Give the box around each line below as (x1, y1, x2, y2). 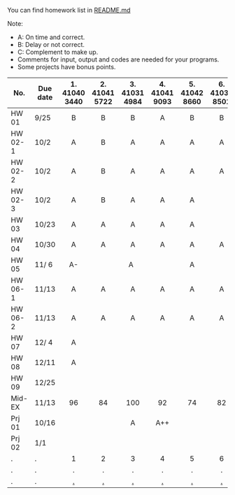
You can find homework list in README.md (7, 6, 131, 14)
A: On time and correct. (17, 33, 85, 41)
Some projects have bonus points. (17, 63, 116, 71)
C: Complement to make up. (17, 48, 99, 56)
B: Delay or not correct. (17, 41, 85, 48)
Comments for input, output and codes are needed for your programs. (17, 55, 220, 64)
